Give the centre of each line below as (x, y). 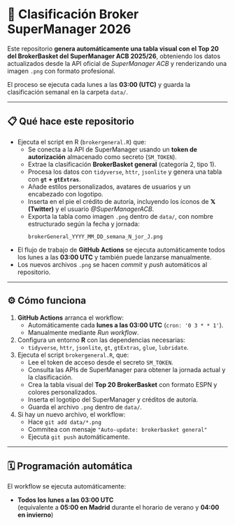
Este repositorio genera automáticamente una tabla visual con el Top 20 (113, 48)
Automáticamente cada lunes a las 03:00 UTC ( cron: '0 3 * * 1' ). (126, 325)
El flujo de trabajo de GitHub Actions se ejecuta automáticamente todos (121, 250)
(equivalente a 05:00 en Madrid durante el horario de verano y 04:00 (118, 507)
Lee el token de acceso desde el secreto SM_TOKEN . (100, 362)
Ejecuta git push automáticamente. (79, 437)
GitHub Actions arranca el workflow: (71, 318)
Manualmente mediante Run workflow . (83, 332)
